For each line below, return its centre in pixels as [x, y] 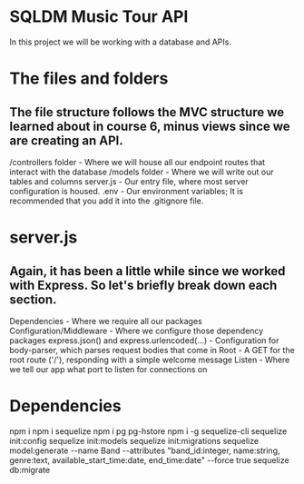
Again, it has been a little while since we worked [147, 271]
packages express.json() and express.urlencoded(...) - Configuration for [144, 340]
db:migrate [30, 469]
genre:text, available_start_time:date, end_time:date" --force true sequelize [149, 459]
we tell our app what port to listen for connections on [108, 369]
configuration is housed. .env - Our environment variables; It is [126, 191]
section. [33, 299]
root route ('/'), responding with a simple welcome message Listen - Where [150, 360]
